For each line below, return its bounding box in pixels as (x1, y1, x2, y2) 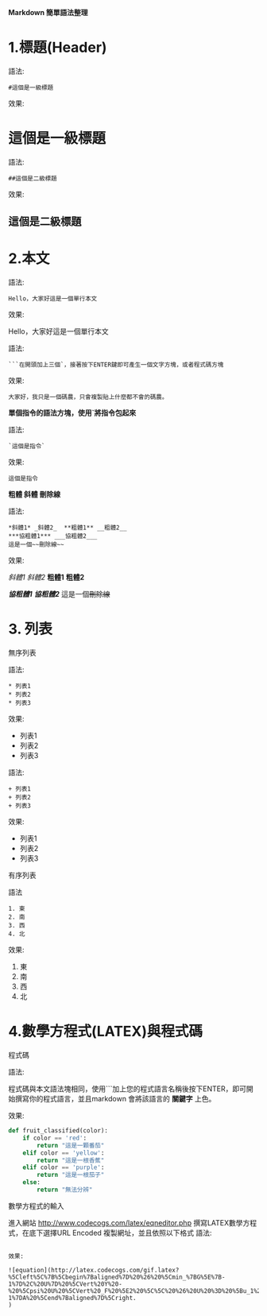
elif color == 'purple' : (22, 1163, 105, 1171)
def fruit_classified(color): (8, 1127, 109, 1135)
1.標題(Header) (8, 39, 107, 56)
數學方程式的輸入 (8, 1201, 64, 1210)
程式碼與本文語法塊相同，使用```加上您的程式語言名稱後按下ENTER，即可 (8, 1084, 246, 1093)
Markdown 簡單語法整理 (8, 8, 89, 17)
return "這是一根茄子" (37, 1171, 105, 1179)
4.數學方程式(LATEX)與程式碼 (8, 1023, 203, 1040)
